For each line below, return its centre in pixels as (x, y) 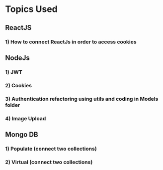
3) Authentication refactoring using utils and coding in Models (82, 99)
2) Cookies (19, 85)
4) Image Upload (26, 118)
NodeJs (17, 58)
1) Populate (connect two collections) (51, 149)
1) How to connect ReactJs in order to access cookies (71, 42)
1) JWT (14, 72)
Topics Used (32, 9)
